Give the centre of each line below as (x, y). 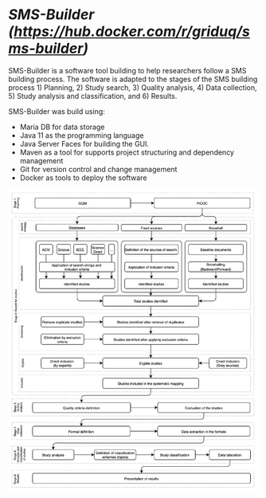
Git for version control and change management (98, 169)
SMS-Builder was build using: (57, 111)
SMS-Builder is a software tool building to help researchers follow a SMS (127, 70)
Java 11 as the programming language (82, 135)
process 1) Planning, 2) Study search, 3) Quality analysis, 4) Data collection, (133, 87)
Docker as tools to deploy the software (83, 178)
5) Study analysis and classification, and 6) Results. (93, 96)
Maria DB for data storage (62, 127)
